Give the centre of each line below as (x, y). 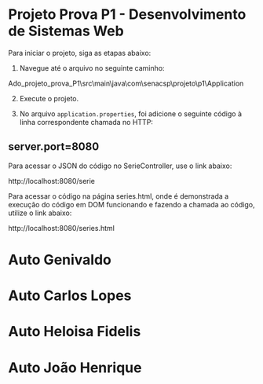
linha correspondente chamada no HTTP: (86, 122)
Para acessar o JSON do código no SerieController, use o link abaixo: (120, 166)
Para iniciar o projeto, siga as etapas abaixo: (80, 53)
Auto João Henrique (75, 368)
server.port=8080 (54, 147)
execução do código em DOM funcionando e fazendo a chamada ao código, (131, 204)
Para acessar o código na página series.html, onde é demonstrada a (119, 196)
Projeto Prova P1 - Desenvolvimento (127, 15)
